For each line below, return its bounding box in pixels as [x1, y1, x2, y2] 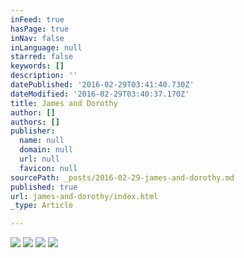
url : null [19, 154, 60, 164]
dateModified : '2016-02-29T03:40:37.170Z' [10, 89, 190, 99]
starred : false [10, 52, 74, 62]
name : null [19, 136, 65, 146]
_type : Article [10, 201, 74, 211]
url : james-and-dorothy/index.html [10, 191, 159, 201]
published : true [10, 182, 78, 192]
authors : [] [10, 117, 60, 127]
